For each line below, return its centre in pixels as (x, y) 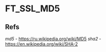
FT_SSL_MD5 (33, 9)
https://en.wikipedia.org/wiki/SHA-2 (41, 44)
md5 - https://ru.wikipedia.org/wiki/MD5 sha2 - (53, 39)
